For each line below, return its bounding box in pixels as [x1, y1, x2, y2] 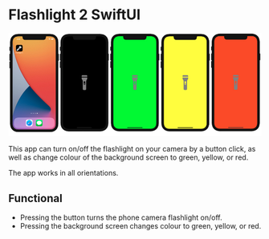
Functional [8, 191, 63, 205]
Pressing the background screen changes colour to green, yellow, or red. [19, 221, 262, 231]
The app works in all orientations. [8, 168, 119, 178]
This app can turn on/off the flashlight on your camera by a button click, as [8, 144, 256, 154]
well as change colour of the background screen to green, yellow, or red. [8, 152, 249, 162]
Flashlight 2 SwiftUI [8, 6, 141, 24]
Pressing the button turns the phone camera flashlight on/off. [19, 213, 222, 222]
